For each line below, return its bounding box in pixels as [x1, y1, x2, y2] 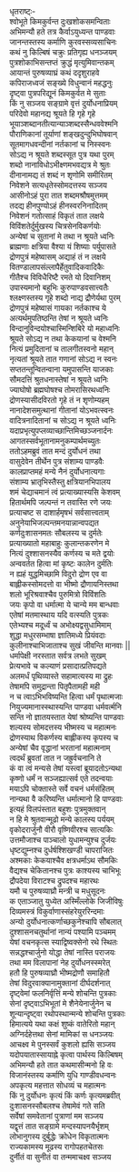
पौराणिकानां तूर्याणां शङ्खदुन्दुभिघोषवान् [9, 129, 118, 139]
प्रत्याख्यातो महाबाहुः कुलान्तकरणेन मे [9, 538, 110, 548]
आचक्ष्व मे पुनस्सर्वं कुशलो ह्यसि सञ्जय [9, 1039, 116, 1049]
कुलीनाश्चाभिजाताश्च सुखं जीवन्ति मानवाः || [9, 640, 131, 651]
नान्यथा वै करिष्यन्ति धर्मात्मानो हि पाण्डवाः [9, 794, 124, 804]
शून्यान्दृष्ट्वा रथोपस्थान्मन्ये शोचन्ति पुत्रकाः [9, 1008, 125, 1019]
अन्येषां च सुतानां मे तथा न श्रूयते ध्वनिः [9, 231, 115, 242]
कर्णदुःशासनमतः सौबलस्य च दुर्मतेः [9, 527, 103, 538]
